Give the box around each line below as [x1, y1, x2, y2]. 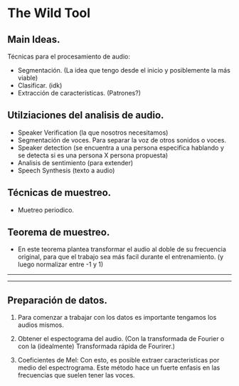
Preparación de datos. [7, 294, 108, 306]
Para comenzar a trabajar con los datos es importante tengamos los [17, 313, 217, 322]
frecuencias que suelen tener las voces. [17, 371, 135, 380]
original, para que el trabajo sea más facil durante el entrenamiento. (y [17, 253, 224, 261]
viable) [17, 73, 38, 82]
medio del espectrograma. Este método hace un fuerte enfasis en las [17, 363, 221, 372]
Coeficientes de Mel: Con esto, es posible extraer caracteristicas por [17, 356, 220, 365]
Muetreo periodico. [17, 205, 75, 214]
